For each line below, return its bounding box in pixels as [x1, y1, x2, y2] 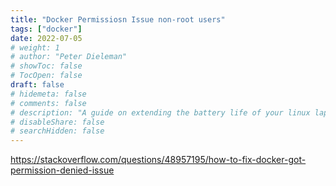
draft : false [10, 80, 65, 90]
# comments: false [10, 98, 87, 108]
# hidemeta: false [10, 89, 87, 99]
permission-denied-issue [10, 164, 115, 176]
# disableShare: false [10, 117, 105, 127]
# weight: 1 [10, 42, 60, 53]
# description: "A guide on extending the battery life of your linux [10, 107, 311, 118]
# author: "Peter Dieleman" [10, 52, 128, 62]
